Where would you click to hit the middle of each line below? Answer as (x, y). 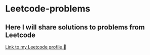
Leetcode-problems (48, 9)
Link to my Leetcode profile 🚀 (36, 47)
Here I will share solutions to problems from (75, 27)
